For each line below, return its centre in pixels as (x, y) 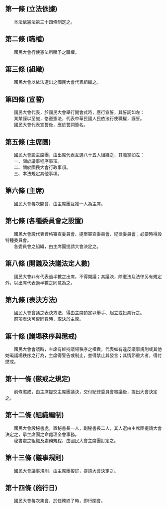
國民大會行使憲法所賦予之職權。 (46, 52)
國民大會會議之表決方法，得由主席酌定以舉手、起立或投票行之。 (79, 313)
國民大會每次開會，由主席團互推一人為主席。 (59, 204)
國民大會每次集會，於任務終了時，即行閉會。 (59, 501)
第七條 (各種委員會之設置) (44, 221)
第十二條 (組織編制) (35, 415)
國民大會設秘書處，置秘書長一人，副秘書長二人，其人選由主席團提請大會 (88, 428)
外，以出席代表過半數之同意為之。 (40, 282)
